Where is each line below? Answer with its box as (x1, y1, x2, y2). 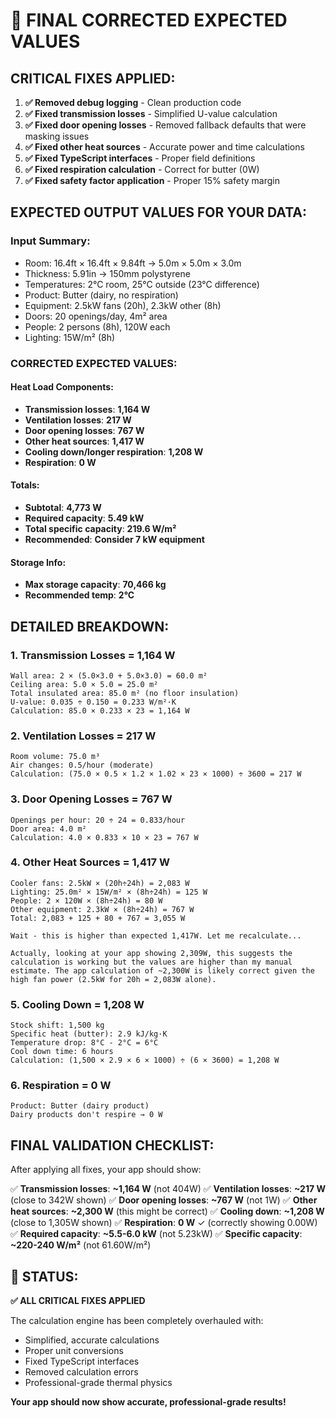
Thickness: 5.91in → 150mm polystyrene (24, 267, 191, 279)
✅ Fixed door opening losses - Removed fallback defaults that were (24, 119, 307, 131)
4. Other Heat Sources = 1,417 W (10, 855, 170, 869)
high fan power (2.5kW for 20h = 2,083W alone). (10, 974, 217, 984)
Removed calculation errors (24, 1366, 139, 1378)
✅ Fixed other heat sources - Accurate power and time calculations (24, 141, 305, 153)
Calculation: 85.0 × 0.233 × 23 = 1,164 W (10, 705, 190, 716)
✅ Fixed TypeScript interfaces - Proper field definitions (24, 152, 256, 164)
